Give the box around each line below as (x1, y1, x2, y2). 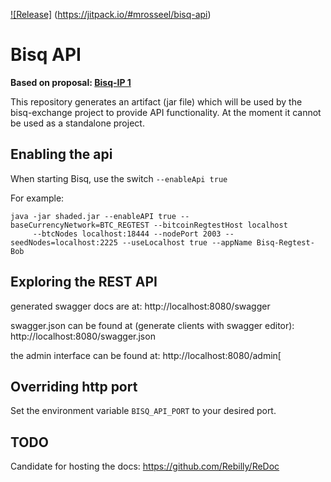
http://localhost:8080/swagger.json (10, 330, 156, 342)
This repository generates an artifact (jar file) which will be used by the (10, 95, 303, 108)
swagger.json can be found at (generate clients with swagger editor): (10, 319, 295, 331)
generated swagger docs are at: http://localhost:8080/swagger (10, 300, 271, 312)
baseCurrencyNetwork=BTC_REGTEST (10, 220, 150, 230)
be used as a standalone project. (10, 117, 145, 129)
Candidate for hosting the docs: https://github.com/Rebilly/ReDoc (10, 460, 280, 473)
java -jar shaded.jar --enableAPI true (10, 211, 177, 221)
